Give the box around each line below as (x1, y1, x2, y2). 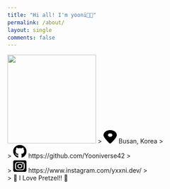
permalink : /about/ (7, 18, 65, 26)
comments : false (7, 34, 55, 41)
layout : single (7, 26, 52, 33)
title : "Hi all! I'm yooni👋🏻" (7, 11, 97, 18)
